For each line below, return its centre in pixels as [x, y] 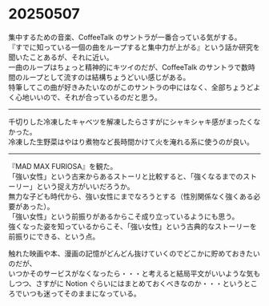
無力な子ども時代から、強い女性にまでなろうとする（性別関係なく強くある [131, 196]
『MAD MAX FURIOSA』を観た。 [63, 166]
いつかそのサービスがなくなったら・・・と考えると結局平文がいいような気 [131, 273]
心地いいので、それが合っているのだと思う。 [88, 97]
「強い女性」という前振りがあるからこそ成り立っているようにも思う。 [124, 216]
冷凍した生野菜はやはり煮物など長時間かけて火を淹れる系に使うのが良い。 [131, 142]
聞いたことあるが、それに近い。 [61, 57]
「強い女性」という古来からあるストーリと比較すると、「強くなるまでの [126, 176]
